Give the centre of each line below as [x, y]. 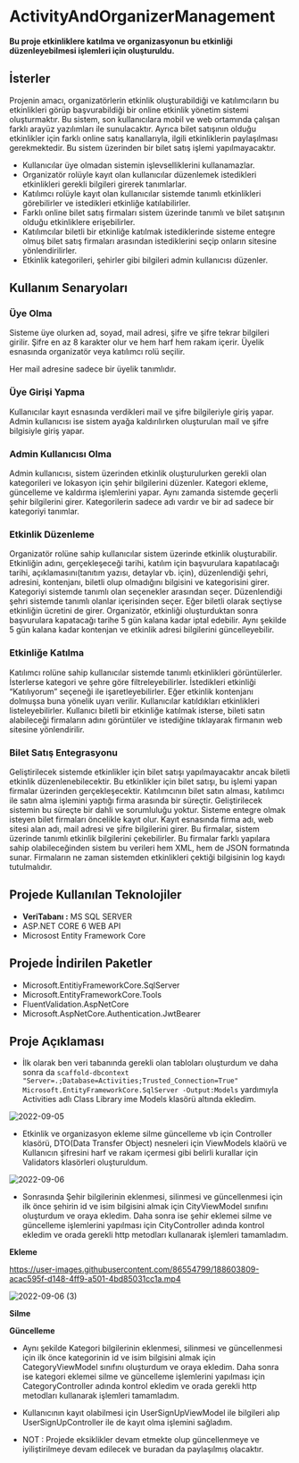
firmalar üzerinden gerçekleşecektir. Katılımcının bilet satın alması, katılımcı [147, 790]
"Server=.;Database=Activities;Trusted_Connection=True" [130, 1081]
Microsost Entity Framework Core [83, 935]
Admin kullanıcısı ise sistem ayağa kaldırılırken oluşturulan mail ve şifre [139, 421]
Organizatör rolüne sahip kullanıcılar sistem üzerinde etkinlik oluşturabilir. [144, 554]
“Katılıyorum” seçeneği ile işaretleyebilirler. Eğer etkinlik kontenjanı [132, 691]
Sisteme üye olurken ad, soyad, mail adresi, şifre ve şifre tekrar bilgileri [139, 333]
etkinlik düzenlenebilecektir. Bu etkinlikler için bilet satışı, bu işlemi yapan [143, 781]
